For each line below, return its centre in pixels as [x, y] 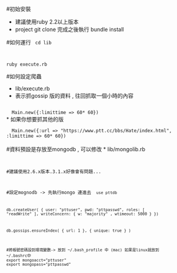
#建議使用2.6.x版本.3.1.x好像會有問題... [54, 172]
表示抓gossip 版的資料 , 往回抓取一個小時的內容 [74, 96]
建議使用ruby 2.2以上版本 [47, 22]
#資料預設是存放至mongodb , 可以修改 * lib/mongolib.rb [76, 149]
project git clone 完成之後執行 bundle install [69, 29]
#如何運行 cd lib [29, 42]
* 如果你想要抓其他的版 [35, 119]
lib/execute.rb [32, 89]
